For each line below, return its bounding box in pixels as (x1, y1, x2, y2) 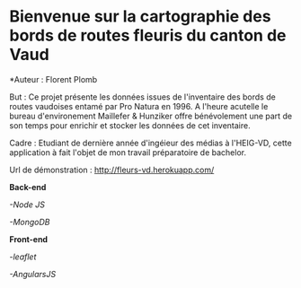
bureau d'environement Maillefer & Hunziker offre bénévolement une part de (9, 110, 293, 121)
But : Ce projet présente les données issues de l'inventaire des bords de (9, 92, 276, 102)
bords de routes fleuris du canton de (9, 25, 287, 46)
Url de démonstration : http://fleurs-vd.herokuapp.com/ (9, 164, 215, 175)
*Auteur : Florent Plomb (9, 74, 98, 84)
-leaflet (9, 251, 37, 262)
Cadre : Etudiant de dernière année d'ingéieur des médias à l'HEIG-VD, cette (9, 137, 292, 148)
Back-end (9, 181, 47, 192)
